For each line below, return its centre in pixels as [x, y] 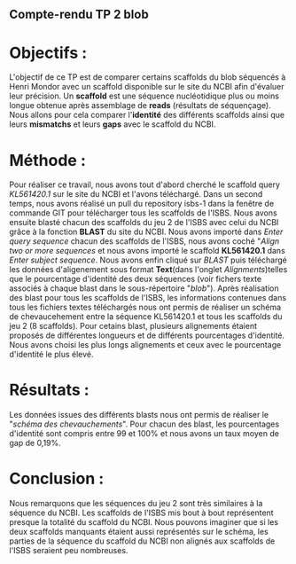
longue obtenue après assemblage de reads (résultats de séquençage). [140, 106]
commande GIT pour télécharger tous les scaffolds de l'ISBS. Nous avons [143, 213]
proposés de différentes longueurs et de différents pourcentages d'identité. [147, 335]
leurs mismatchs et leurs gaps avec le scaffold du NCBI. [113, 124]
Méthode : [48, 160]
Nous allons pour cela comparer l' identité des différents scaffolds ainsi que [147, 115]
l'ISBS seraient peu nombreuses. [69, 551]
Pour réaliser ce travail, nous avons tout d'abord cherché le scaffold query [145, 184]
